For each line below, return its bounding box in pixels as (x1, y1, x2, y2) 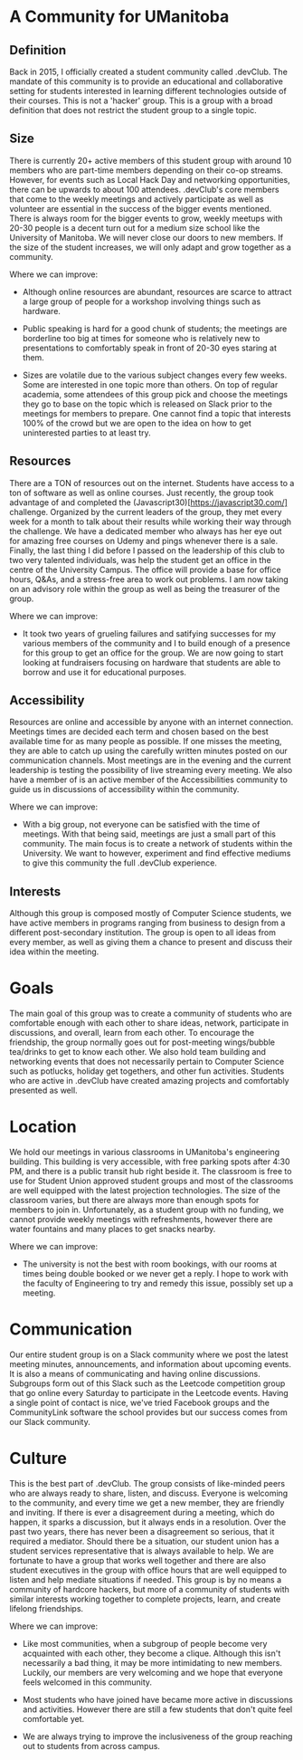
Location (9, 1116, 77, 1137)
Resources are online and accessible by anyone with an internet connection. (9, 717, 294, 728)
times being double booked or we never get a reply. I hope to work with (22, 1268, 289, 1279)
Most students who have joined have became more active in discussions (22, 1695, 294, 1705)
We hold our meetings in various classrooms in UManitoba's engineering (9, 1147, 280, 1158)
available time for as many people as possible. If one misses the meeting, (9, 736, 282, 747)
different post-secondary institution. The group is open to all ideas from (9, 927, 277, 938)
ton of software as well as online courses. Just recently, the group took (9, 487, 274, 498)
